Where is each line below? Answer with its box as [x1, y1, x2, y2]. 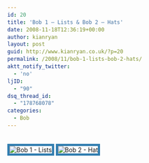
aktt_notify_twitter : [7, 63, 71, 70]
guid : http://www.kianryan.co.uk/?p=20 [7, 48, 124, 55]
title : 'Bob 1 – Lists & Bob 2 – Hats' [7, 18, 124, 26]
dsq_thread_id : [7, 92, 52, 99]
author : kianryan [7, 34, 58, 41]
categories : [7, 107, 42, 115]
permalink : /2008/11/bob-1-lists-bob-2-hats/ [7, 56, 142, 63]
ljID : [7, 78, 23, 85]
